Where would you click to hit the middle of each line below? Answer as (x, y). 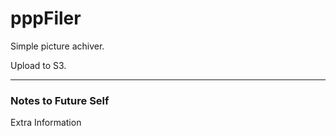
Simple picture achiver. (57, 46)
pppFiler (46, 18)
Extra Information (46, 123)
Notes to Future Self (60, 100)
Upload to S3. (38, 65)
